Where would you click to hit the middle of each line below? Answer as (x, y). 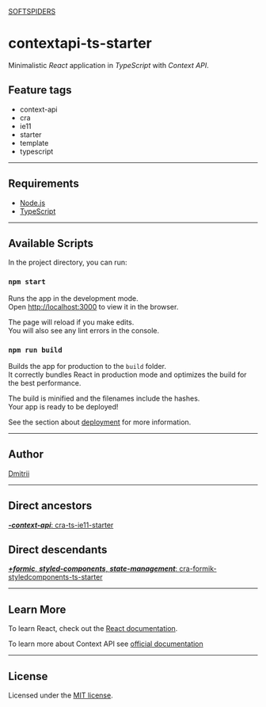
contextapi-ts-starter (80, 44)
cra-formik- (198, 568)
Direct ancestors (50, 506)
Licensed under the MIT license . (61, 695)
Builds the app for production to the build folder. (87, 366)
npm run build (35, 350)
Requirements (44, 184)
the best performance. (45, 382)
